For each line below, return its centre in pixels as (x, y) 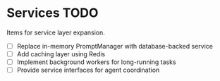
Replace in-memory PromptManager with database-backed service (115, 46)
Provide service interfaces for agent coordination (88, 70)
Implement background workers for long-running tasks (97, 62)
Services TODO (53, 13)
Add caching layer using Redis (61, 54)
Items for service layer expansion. (56, 32)
